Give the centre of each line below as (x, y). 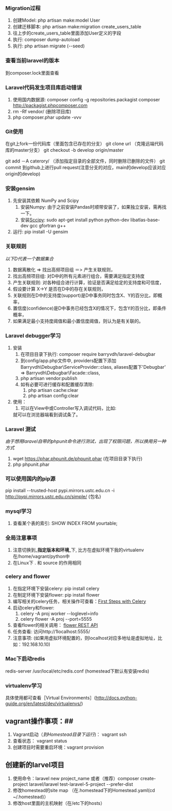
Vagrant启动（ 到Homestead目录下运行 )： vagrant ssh (70, 734)
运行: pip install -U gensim (40, 232)
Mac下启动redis (25, 659)
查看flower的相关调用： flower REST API (55, 625)
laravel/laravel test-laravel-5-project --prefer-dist (81, 784)
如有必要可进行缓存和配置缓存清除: (57, 385)
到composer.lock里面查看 (32, 73)
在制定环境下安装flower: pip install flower (56, 594)
